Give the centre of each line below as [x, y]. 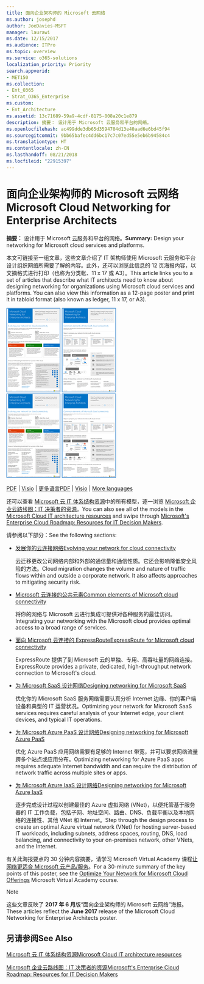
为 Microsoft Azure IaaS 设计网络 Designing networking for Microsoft [101, 785]
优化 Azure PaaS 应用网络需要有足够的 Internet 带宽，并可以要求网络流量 [107, 751]
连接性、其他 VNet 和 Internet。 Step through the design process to [110, 820]
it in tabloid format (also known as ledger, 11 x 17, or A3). [76, 299]
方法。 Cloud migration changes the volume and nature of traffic [106, 568]
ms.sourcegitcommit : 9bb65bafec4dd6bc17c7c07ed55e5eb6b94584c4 [88, 135]
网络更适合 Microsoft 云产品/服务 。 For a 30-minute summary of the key [96, 866]
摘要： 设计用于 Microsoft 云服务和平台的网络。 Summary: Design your [95, 238]
